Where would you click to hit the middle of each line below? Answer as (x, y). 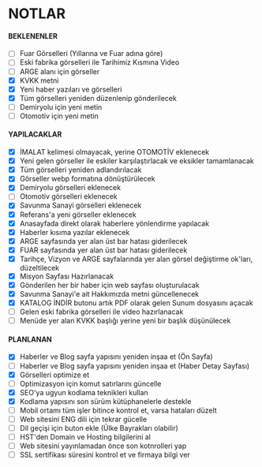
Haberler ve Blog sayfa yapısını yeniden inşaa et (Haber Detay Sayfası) (135, 366)
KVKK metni (39, 80)
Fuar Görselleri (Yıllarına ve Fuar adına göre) (91, 54)
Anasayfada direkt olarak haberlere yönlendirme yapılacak (114, 223)
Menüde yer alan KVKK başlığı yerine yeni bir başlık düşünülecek (125, 321)
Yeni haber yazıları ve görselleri (71, 89)
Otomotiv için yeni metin (59, 116)
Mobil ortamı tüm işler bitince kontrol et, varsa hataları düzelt (118, 410)
